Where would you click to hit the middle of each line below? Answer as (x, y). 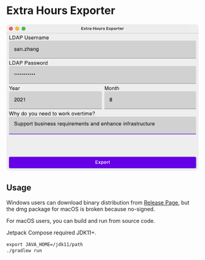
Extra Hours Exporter (61, 11)
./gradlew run (24, 250)
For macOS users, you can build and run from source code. (81, 220)
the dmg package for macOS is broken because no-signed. (81, 209)
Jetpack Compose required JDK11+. (51, 233)
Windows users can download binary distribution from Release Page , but (98, 202)
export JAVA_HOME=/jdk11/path (45, 244)
